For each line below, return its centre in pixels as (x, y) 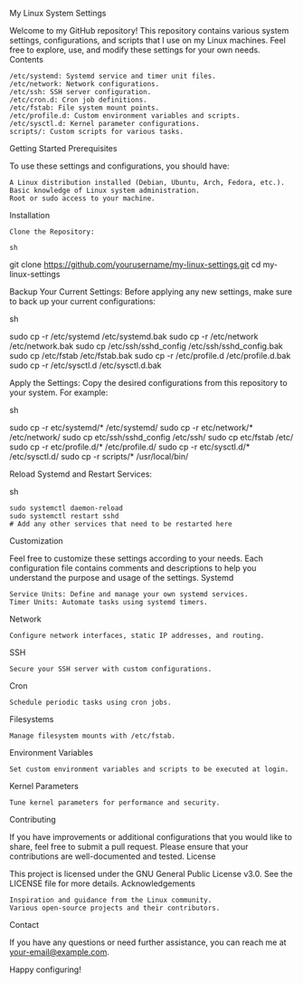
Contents (26, 59)
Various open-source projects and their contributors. (115, 908)
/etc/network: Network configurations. (85, 84)
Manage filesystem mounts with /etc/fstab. (93, 736)
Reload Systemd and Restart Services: (80, 474)
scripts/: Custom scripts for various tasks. (96, 131)
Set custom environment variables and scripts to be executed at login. (149, 769)
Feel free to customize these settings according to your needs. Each (137, 558)
